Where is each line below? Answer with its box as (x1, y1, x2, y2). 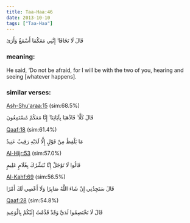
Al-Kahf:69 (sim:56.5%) (6, 173, 66, 180)
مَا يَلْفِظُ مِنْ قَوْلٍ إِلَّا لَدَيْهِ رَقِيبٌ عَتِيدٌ (6, 138, 83, 145)
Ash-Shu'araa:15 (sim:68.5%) (6, 102, 80, 109)
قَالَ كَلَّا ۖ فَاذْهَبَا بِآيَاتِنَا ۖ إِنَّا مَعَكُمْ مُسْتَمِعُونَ (6, 113, 94, 121)
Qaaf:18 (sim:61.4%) (6, 126, 57, 133)
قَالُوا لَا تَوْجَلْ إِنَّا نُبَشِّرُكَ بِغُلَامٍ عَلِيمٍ (6, 161, 81, 168)
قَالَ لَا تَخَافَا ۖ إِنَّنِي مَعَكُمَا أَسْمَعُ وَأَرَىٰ (6, 37, 83, 44)
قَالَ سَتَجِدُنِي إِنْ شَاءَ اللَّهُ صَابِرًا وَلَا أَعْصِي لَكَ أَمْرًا (6, 185, 114, 192)
